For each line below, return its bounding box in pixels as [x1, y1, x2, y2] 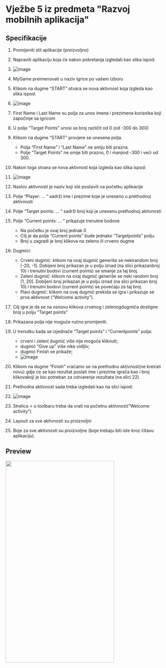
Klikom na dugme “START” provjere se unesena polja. [12, 135, 123, 140]
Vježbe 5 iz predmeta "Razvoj [5, 3, 130, 15]
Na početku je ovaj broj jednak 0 [20, 228, 87, 233]
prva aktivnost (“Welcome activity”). [20, 294, 94, 300]
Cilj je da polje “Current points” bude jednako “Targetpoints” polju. [20, 233, 156, 239]
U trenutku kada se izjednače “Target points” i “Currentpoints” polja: [12, 329, 153, 334]
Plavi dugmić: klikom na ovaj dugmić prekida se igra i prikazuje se [20, 289, 155, 295]
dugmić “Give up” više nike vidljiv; [20, 343, 90, 349]
